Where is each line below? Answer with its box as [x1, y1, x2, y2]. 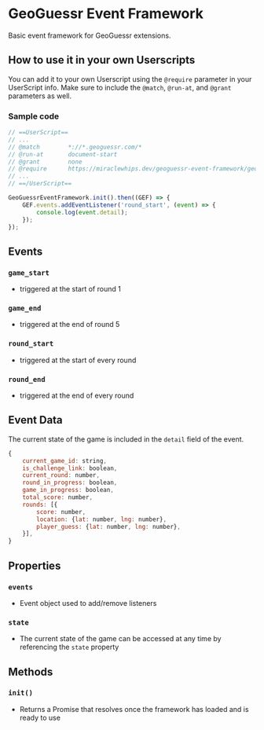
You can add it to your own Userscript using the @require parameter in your [8, 74, 252, 83]
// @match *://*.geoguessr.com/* [8, 143, 143, 151]
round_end [8, 375, 46, 383]
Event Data [8, 413, 63, 427]
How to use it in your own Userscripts [8, 53, 196, 67]
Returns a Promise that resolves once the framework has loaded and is [19, 704, 249, 713]
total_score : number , [22, 493, 93, 501]
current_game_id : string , [22, 457, 108, 464]
